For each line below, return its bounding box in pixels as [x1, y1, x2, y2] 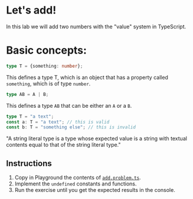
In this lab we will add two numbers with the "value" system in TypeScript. [6, 23, 187, 30]
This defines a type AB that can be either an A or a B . [6, 102, 132, 109]
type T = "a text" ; [6, 113, 54, 120]
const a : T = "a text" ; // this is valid [6, 119, 110, 125]
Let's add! [6, 4, 57, 17]
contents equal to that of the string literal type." [6, 141, 121, 148]
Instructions [6, 158, 52, 168]
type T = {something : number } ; [6, 63, 83, 69]
